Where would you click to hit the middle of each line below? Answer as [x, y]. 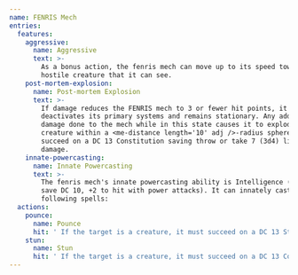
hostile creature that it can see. [107, 75]
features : [35, 34]
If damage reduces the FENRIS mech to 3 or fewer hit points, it [165, 108]
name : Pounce [57, 224]
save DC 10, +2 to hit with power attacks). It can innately [157, 191]
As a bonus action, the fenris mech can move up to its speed [158, 67]
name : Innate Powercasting [82, 166]
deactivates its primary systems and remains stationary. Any [158, 116]
